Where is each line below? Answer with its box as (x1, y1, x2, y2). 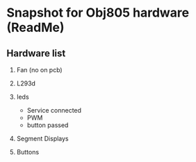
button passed (26, 121, 69, 129)
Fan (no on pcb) (16, 66, 63, 74)
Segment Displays (16, 134, 69, 143)
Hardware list (6, 47, 66, 59)
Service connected (26, 106, 81, 114)
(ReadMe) (6, 19, 65, 35)
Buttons (16, 148, 40, 156)
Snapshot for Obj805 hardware (6, 5, 189, 21)
